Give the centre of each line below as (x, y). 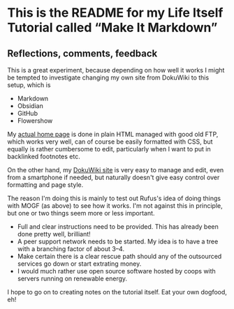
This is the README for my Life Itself (115, 13)
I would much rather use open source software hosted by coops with (117, 271)
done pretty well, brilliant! (54, 234)
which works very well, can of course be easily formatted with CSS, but (110, 142)
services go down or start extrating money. (79, 264)
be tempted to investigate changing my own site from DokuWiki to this (108, 77)
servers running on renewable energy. (72, 278)
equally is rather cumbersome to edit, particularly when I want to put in (109, 149)
